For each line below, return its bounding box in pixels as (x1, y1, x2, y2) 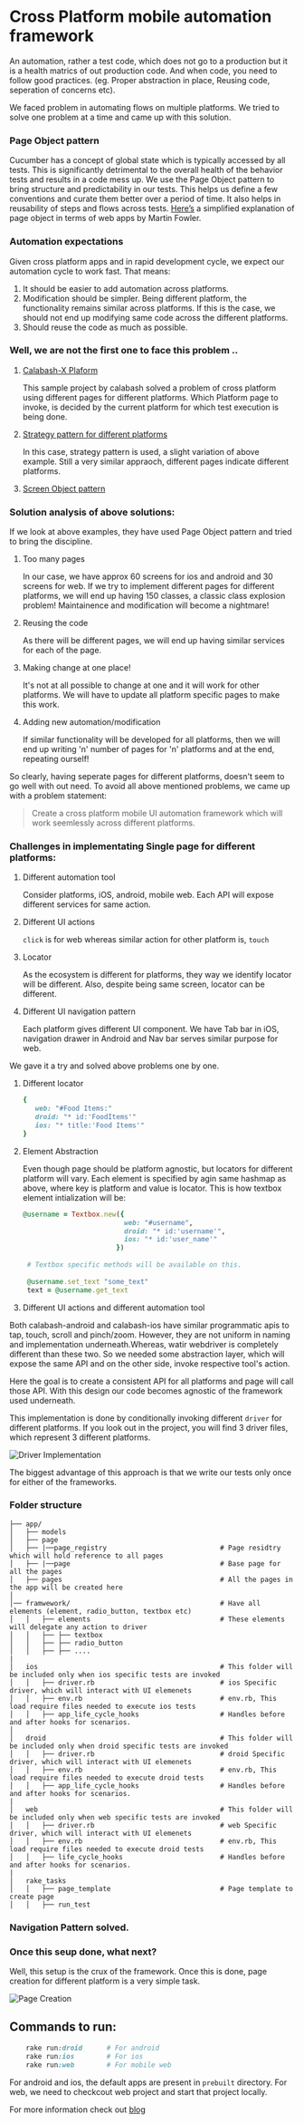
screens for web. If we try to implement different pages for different (22, 581, 275, 592)
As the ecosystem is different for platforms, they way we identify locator (22, 970, 292, 980)
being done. (22, 410, 68, 422)
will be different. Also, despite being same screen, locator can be (22, 979, 265, 990)
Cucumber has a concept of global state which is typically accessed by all (9, 155, 287, 166)
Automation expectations (9, 236, 124, 248)
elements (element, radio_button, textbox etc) (9, 1607, 193, 1616)
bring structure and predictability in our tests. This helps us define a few (9, 184, 279, 195)
